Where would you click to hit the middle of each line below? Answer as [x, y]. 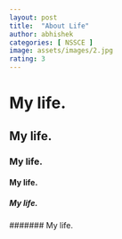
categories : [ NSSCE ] [51, 42]
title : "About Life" [49, 26]
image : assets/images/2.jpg [61, 51]
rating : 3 [28, 59]
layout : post [33, 17]
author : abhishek [41, 34]
